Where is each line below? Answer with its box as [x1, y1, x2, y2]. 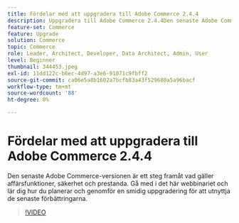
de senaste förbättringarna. [7, 194, 87, 202]
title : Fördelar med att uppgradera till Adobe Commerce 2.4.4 [7, 10, 199, 18]
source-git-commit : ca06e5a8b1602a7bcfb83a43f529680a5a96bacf [7, 76, 196, 84]
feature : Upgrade [7, 30, 59, 38]
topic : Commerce [7, 43, 55, 50]
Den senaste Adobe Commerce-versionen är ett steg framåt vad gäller [7, 171, 214, 180]
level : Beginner [7, 57, 55, 64]
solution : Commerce [7, 37, 65, 44]
